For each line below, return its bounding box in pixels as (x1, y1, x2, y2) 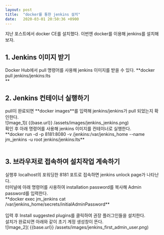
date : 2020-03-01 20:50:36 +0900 (5, 16, 79, 21)
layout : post (5, 7, 32, 12)
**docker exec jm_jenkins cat (5, 196, 66, 202)
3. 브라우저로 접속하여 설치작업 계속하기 (5, 157, 120, 166)
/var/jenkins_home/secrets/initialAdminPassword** (5, 201, 110, 207)
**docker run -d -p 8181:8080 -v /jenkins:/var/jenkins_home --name (5, 131, 145, 137)
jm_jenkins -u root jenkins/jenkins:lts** (5, 136, 85, 142)
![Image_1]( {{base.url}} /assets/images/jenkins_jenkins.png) (5, 120, 129, 125)
